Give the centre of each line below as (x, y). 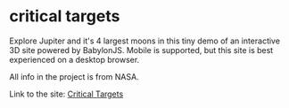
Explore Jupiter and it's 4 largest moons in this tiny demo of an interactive (145, 41)
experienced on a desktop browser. (74, 59)
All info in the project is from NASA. (74, 76)
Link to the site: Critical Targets (66, 94)
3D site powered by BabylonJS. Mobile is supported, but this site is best (141, 50)
